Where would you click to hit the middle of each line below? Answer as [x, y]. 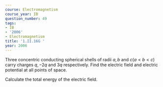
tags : [11, 23]
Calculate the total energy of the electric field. [51, 79]
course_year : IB [22, 14]
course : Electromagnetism [31, 9]
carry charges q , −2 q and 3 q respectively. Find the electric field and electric [81, 65]
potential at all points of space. [36, 70]
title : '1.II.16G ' [25, 41]
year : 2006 [16, 46]
